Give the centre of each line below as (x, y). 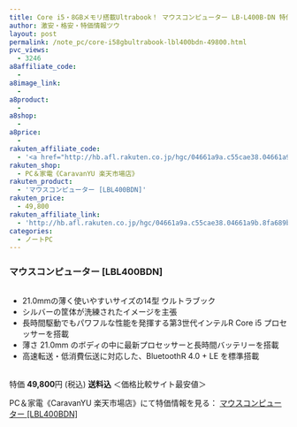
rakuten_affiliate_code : (55, 149)
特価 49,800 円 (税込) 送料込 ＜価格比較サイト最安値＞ (108, 384)
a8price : (25, 133)
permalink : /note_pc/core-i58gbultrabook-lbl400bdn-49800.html (128, 42)
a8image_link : (35, 83)
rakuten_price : (37, 198)
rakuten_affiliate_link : (55, 214)
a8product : (29, 99)
